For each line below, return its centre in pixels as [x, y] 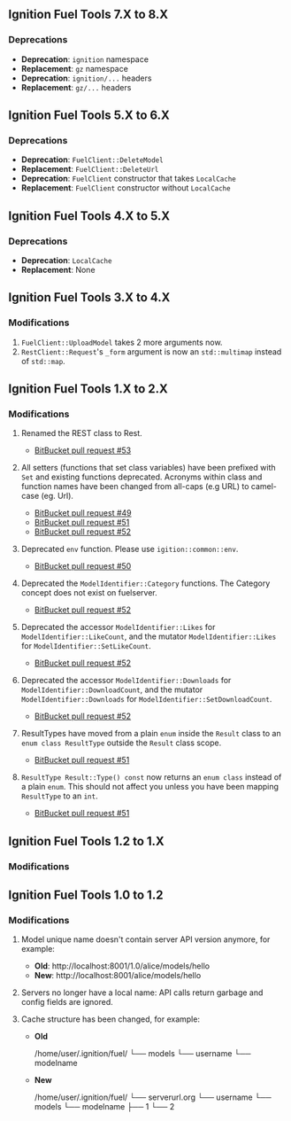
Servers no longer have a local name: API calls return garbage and [142, 993]
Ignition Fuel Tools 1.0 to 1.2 [86, 895]
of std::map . [43, 361]
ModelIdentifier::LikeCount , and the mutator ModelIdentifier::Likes [149, 636]
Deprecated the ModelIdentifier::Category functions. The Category [145, 583]
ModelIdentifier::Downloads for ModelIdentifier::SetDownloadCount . [146, 699]
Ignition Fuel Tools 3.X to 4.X [89, 297]
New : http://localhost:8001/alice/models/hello [118, 976]
